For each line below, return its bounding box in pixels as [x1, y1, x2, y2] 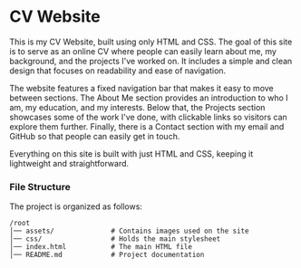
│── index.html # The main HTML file [9, 243, 193, 252]
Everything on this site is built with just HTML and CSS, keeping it [9, 148, 254, 159]
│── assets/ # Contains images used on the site [9, 226, 249, 236]
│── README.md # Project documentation [9, 251, 205, 260]
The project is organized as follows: [9, 201, 143, 212]
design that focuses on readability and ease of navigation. [9, 65, 227, 76]
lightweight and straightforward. [9, 158, 130, 168]
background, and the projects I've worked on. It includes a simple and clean [9, 55, 293, 66]
